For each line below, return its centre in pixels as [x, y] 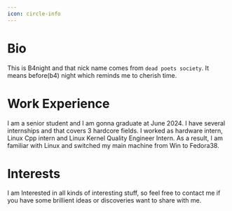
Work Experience [59, 103]
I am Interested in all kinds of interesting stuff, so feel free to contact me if [114, 193]
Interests [34, 173]
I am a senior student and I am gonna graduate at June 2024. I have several [116, 123]
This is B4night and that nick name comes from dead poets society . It [108, 68]
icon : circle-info [34, 14]
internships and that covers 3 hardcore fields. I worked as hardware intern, [115, 130]
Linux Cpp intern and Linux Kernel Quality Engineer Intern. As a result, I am [115, 138]
